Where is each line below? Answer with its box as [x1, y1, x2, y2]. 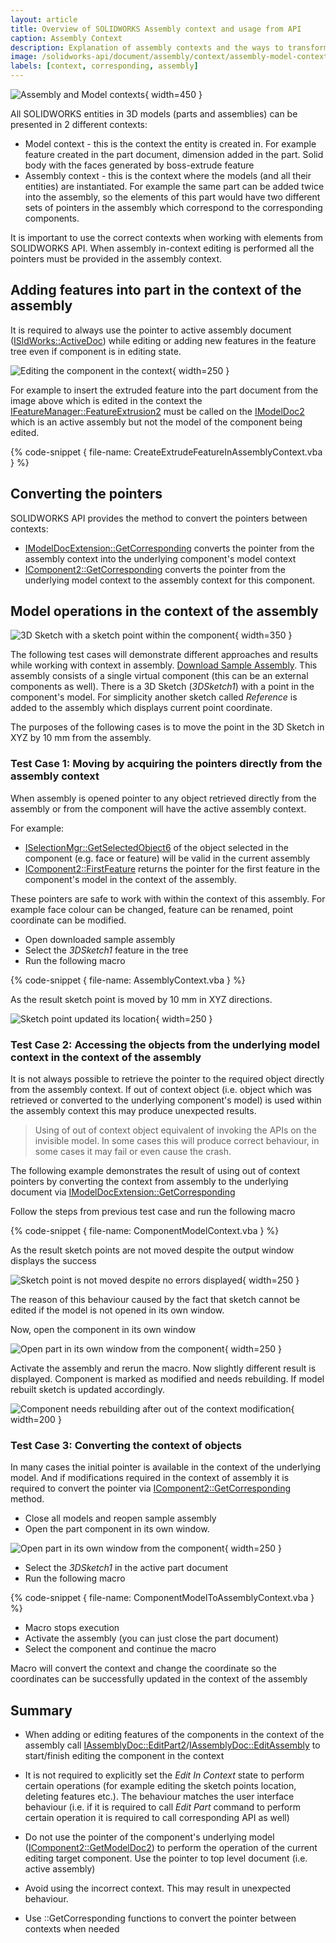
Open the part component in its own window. [24, 1523, 210, 1535]
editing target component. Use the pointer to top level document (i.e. [24, 1852, 308, 1865]
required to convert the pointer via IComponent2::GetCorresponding [10, 1482, 292, 1495]
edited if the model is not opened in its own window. [10, 1304, 225, 1316]
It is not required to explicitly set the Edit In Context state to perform [24, 1769, 305, 1781]
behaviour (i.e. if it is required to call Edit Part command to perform [24, 1801, 301, 1813]
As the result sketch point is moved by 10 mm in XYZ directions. [10, 993, 273, 1005]
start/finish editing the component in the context [24, 1750, 225, 1762]
